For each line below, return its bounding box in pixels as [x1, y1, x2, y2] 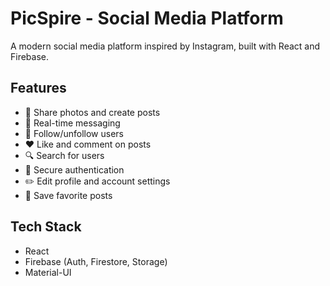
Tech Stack [10, 218, 82, 236]
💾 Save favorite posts [24, 189, 113, 201]
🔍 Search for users [24, 149, 105, 161]
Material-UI [24, 266, 72, 278]
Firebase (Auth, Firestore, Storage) [24, 255, 168, 267]
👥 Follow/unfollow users [24, 127, 124, 139]
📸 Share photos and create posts [24, 106, 161, 118]
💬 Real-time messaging [24, 117, 121, 129]
